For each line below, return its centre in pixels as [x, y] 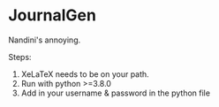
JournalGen [52, 15]
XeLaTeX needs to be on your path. [85, 74]
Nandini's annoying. [45, 40]
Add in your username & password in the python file [116, 93]
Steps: [20, 57]
